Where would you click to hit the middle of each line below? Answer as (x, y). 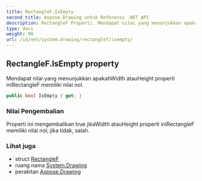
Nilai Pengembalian (35, 111)
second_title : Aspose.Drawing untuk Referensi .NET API (78, 17)
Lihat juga (21, 146)
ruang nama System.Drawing (51, 165)
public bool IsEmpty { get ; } (44, 96)
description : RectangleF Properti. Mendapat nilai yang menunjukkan (94, 23)
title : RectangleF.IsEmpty (40, 12)
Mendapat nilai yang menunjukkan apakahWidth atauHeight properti (91, 78)
